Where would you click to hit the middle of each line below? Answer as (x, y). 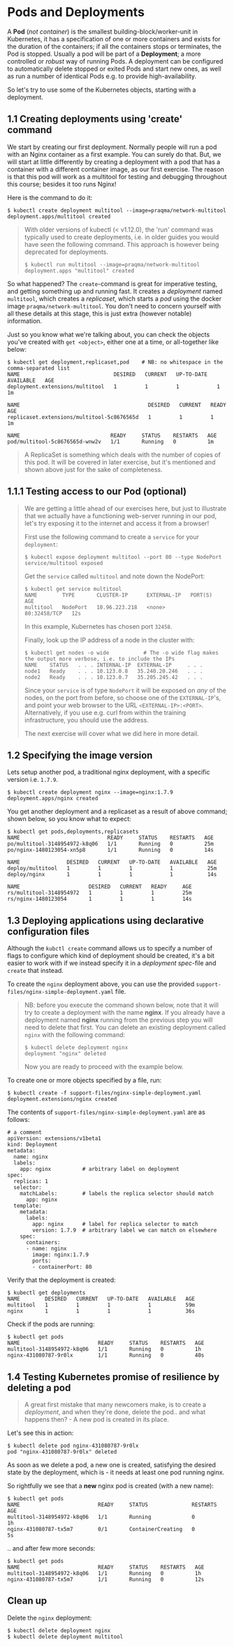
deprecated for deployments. (66, 252)
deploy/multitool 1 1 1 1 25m (112, 869)
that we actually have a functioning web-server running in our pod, (120, 515)
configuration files (48, 931)
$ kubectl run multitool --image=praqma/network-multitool (112, 264)
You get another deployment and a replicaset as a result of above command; (117, 811)
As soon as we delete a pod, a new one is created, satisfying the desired (112, 1465)
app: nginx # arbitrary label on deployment (100, 1169)
